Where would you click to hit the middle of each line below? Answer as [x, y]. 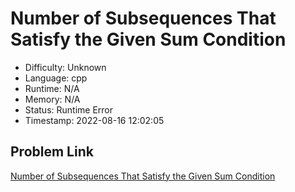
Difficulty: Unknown [65, 67]
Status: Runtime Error [69, 109]
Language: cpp [56, 78]
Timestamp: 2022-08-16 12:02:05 [94, 120]
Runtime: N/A [52, 88]
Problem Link [52, 152]
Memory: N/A [52, 99]
